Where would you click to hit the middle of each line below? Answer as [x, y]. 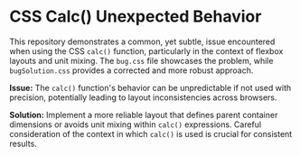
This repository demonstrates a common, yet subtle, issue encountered [142, 41]
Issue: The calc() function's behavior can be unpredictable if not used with [150, 87]
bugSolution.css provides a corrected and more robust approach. [131, 70]
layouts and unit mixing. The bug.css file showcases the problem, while [141, 60]
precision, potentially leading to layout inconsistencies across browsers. [143, 97]
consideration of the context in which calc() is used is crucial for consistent [151, 133]
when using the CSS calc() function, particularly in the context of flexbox [146, 50]
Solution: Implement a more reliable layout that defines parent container [144, 115]
